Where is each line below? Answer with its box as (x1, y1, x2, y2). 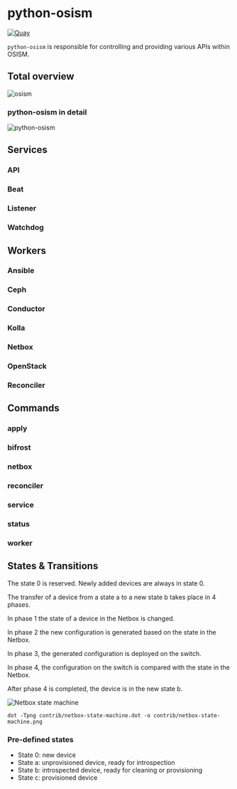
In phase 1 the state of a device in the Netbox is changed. (7, 614, 175, 623)
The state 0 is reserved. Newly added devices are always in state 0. (7, 578, 206, 588)
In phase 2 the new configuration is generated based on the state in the (7, 628, 216, 636)
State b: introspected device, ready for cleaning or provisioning (17, 766, 203, 774)
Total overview (7, 70, 75, 83)
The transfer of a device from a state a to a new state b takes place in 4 (7, 593, 216, 601)
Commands (7, 402, 60, 414)
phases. (7, 600, 31, 609)
